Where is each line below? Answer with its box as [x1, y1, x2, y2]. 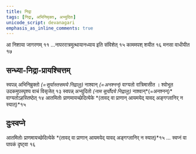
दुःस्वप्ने [6, 119, 25, 129]
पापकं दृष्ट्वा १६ [6, 140, 36, 148]
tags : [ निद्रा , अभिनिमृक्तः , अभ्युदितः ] [6, 14, 77, 20]
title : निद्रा [6, 8, 32, 15]
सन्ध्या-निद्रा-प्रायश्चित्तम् [6, 65, 71, 76]
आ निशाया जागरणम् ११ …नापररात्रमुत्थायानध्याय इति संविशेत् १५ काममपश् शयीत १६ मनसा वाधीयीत [6, 41, 190, 48]
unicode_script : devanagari [6, 19, 75, 25]
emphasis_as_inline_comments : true [6, 25, 94, 31]
